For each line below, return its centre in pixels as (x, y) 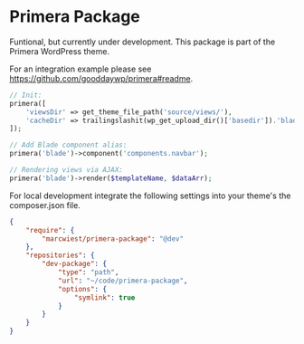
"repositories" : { (60, 255)
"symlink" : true (104, 297)
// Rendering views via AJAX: (66, 170)
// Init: (26, 95)
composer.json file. (45, 205)
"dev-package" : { (74, 264)
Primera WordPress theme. (60, 51)
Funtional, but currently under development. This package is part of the (142, 42)
